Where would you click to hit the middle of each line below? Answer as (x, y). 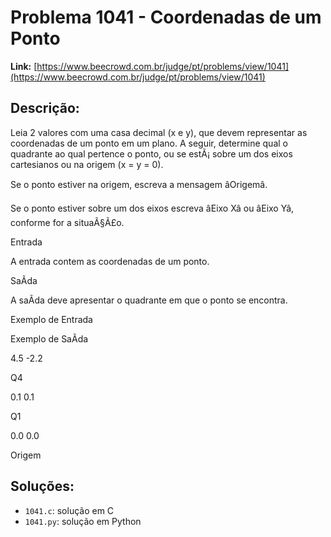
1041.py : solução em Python (83, 521)
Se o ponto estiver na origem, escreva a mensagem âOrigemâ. (139, 184)
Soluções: (42, 486)
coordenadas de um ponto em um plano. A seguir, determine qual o (149, 143)
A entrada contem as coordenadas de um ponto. (110, 261)
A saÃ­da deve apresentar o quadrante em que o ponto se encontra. (149, 300)
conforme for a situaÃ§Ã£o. (67, 222)
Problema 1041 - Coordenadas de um (166, 17)
